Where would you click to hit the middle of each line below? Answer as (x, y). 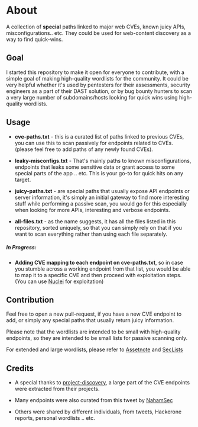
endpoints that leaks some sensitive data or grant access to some (95, 167)
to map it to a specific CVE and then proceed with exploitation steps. (98, 275)
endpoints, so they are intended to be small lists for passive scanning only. (97, 338)
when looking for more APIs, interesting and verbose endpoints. (92, 210)
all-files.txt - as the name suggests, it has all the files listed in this (95, 221)
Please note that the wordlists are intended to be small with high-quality (93, 332)
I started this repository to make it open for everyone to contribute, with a (95, 72)
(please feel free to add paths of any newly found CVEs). (84, 149)
